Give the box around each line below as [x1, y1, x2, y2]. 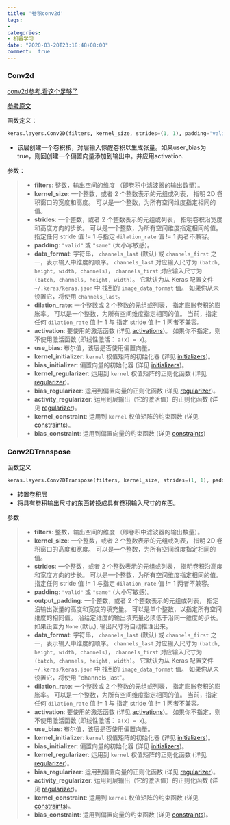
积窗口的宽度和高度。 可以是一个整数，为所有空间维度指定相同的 [34, 198, 216, 206]
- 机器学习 [7, 36, 34, 42]
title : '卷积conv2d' [7, 10, 64, 17]
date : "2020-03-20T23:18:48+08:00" [7, 42, 109, 49]
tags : [7, 16, 23, 23]
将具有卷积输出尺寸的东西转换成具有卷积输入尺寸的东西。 [16, 499, 179, 507]
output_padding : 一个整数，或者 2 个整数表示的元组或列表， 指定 [34, 597, 219, 605]
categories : [7, 29, 41, 36]
